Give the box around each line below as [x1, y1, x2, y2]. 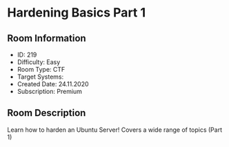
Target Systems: [17, 72, 64, 81]
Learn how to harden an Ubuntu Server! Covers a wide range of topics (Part [7, 126, 223, 134]
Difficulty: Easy [17, 58, 61, 66]
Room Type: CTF [17, 66, 66, 73]
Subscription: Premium [17, 88, 83, 95]
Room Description [7, 107, 86, 119]
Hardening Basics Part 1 [7, 5, 146, 21]
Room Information [7, 32, 86, 44]
